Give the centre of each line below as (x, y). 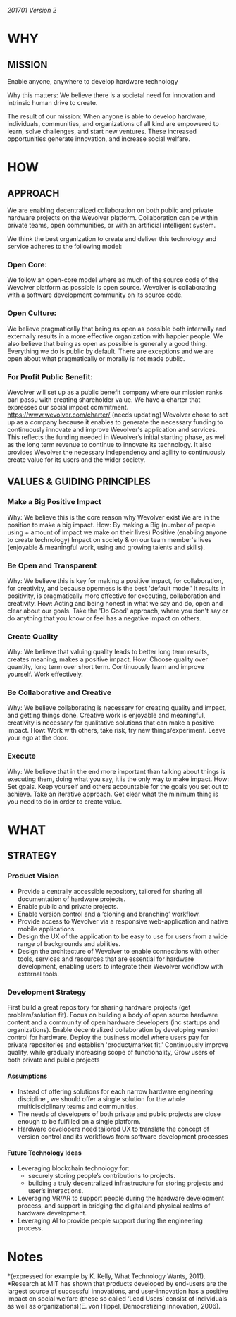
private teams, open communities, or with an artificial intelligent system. (112, 225)
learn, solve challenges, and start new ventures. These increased (102, 131)
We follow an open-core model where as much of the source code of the (113, 280)
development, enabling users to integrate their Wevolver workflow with (120, 966)
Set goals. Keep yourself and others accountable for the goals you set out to (118, 786)
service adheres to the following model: (65, 246)
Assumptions (27, 1076)
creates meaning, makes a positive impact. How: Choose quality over (108, 659)
